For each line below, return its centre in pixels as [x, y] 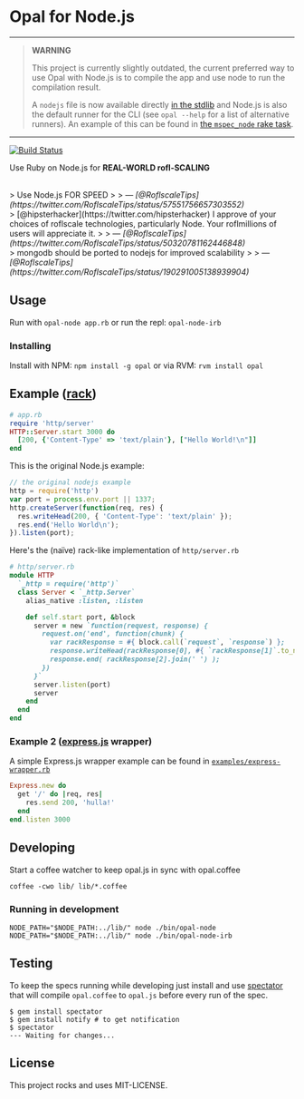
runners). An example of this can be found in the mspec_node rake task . [162, 123]
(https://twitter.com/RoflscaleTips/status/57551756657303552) [127, 204]
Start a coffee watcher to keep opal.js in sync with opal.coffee [125, 870]
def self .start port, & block [81, 617]
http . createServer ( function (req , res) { [87, 508]
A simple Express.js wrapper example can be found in [109, 761]
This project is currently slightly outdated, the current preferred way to [163, 68]
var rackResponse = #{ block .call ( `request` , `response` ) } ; [167, 642]
